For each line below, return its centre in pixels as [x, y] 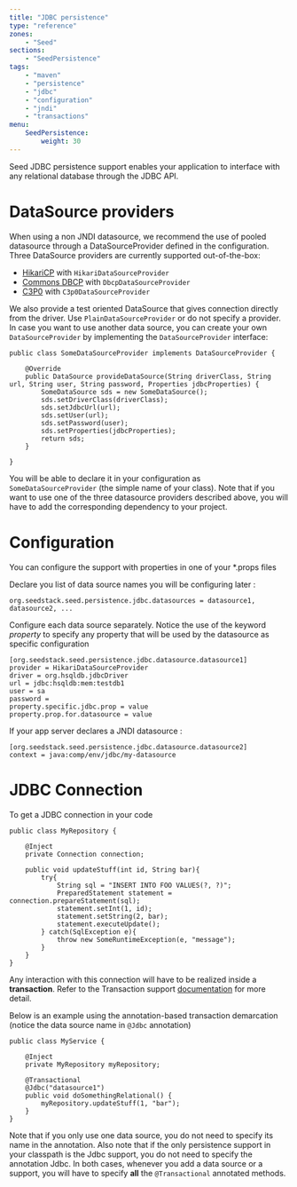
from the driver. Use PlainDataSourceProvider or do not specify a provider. [145, 318]
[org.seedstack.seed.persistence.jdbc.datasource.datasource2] [129, 747]
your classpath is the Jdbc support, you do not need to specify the [131, 1154]
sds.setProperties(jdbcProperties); [109, 431]
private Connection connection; [85, 854]
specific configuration [49, 644]
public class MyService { [57, 1041]
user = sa [27, 691]
